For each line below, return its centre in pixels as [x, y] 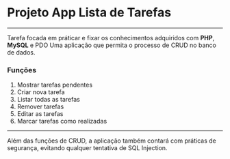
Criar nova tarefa [41, 92]
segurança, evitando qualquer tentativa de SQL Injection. [87, 148]
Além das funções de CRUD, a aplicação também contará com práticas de [112, 141]
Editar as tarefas [40, 114]
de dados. [21, 52]
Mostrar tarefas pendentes [55, 85]
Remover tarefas [40, 106]
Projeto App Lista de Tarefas [89, 13]
